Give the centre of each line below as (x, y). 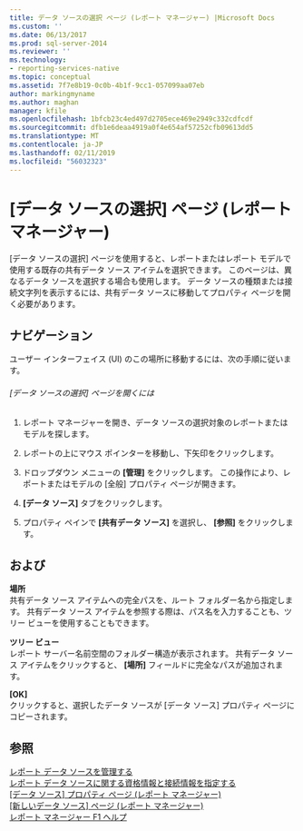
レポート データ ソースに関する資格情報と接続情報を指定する (123, 783)
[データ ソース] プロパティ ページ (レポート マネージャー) (116, 795)
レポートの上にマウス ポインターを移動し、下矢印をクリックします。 (151, 453)
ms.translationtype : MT (54, 136)
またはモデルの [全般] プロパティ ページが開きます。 (144, 484)
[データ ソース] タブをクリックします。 (95, 503)
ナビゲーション (51, 336)
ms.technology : (38, 60)
